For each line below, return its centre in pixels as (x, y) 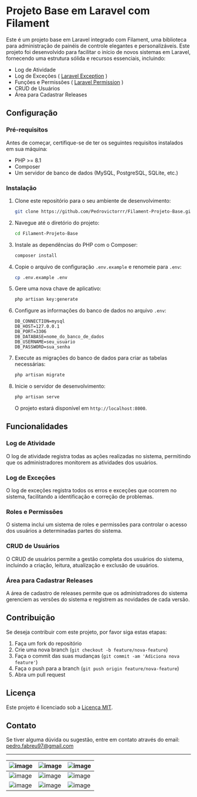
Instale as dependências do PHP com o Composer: (76, 244)
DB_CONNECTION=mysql (40, 321)
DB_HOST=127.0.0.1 (37, 327)
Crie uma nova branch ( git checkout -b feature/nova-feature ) (91, 650)
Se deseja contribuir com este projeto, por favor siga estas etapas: (86, 632)
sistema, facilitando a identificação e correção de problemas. (80, 497)
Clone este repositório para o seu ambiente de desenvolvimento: (93, 200)
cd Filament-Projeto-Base (46, 233)
